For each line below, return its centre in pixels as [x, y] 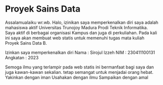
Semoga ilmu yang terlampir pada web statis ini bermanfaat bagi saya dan [80, 67]
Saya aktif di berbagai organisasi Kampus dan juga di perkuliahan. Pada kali [81, 33]
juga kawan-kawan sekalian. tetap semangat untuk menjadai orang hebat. [79, 72]
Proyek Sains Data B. [26, 43]
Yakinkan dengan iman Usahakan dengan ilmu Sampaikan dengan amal [77, 77]
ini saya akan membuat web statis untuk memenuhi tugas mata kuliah [75, 38]
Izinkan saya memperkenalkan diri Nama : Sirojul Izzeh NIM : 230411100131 [80, 52]
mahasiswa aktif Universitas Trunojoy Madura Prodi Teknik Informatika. [76, 27]
